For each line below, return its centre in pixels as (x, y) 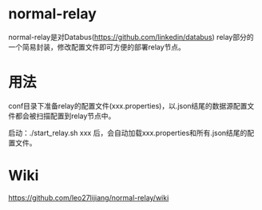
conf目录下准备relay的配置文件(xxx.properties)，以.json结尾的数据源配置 (128, 105)
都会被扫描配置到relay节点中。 (65, 116)
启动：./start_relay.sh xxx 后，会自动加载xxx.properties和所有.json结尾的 (128, 133)
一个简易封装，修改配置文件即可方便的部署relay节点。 (97, 47)
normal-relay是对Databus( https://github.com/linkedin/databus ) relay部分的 (131, 37)
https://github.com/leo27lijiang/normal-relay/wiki (89, 197)
